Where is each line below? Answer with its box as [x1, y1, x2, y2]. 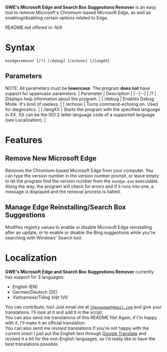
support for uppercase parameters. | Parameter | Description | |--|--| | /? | [5, 90, 157, 96]
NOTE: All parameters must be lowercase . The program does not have [5, 85, 150, 91]
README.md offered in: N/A [5, 24, 63, 30]
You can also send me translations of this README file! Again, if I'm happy [5, 314, 158, 321]
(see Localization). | [5, 117, 46, 123]
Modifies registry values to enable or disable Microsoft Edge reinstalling [5, 224, 153, 230]
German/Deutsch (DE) [12, 289, 58, 295]
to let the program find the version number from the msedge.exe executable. [5, 178, 159, 184]
